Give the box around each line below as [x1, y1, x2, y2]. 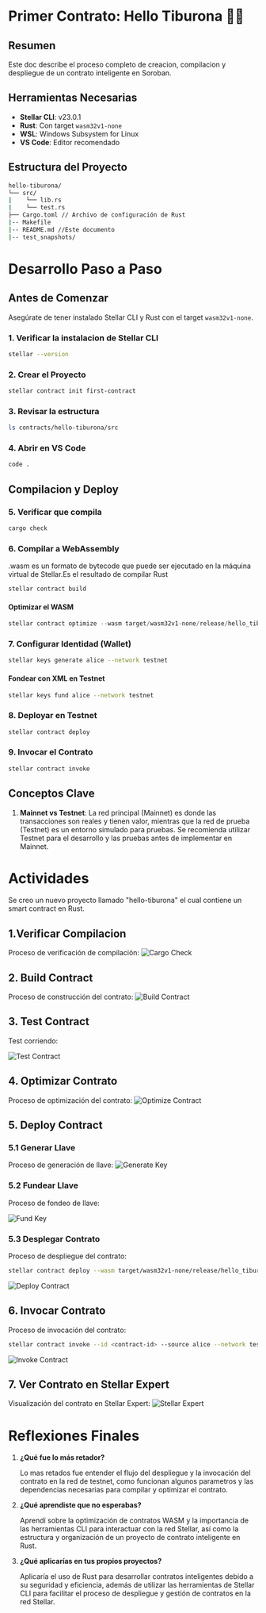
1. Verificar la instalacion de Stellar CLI [8, 332, 159, 344]
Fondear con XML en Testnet [8, 674, 105, 683]
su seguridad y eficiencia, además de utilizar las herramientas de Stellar [19, 1580, 255, 1590]
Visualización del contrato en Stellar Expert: [8, 1399, 150, 1408]
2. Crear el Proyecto [8, 369, 86, 380]
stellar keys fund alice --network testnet [8, 691, 154, 699]
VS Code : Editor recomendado [19, 137, 120, 147]
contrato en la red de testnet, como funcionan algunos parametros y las [19, 1477, 254, 1486]
